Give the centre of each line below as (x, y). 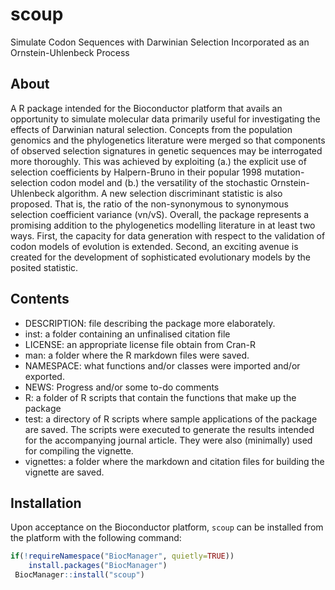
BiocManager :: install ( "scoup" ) (79, 575)
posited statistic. (44, 267)
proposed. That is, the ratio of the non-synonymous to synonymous (149, 204)
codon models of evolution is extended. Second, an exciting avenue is (154, 246)
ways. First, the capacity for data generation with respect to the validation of (168, 235)
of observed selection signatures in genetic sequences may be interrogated (166, 150)
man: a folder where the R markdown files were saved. (137, 355)
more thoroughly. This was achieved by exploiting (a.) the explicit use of (158, 161)
